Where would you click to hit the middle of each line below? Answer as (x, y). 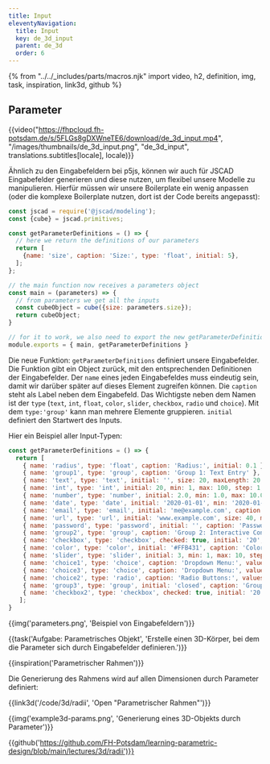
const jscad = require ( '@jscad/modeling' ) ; (82, 211)
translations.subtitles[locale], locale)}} (71, 155)
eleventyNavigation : (43, 23)
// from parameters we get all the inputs (88, 300)
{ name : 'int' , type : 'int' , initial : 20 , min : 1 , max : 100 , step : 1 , (143, 488)
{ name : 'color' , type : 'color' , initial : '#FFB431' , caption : (131, 548)
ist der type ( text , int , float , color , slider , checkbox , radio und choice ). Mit (134, 403)
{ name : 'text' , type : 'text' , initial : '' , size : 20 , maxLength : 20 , (143, 480)
